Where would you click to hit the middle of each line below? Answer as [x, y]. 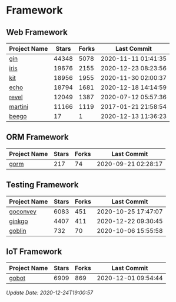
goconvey [23, 212]
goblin [18, 230]
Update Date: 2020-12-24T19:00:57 [49, 293]
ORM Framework [37, 137]
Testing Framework [42, 185]
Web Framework [37, 32]
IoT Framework [34, 252]
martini [19, 107]
